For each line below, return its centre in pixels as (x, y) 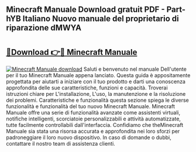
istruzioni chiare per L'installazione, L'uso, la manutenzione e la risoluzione (96, 94)
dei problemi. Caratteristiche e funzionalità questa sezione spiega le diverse (97, 100)
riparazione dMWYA (44, 28)
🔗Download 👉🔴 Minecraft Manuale (72, 52)
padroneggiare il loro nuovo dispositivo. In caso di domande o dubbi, (89, 137)
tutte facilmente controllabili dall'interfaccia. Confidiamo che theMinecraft (95, 125)
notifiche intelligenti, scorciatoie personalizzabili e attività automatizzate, (94, 119)
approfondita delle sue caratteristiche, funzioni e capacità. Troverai (87, 88)
